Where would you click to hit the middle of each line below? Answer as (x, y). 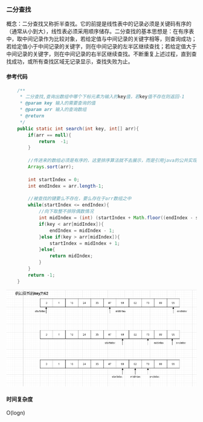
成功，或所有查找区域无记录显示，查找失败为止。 (72, 62)
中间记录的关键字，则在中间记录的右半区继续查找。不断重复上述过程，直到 (99, 54)
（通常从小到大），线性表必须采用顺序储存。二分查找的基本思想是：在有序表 (100, 31)
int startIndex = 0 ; (54, 179)
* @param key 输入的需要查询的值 (57, 103)
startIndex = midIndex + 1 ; (85, 243)
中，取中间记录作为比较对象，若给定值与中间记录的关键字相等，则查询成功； (101, 39)
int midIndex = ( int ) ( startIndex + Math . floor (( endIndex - (116, 218)
